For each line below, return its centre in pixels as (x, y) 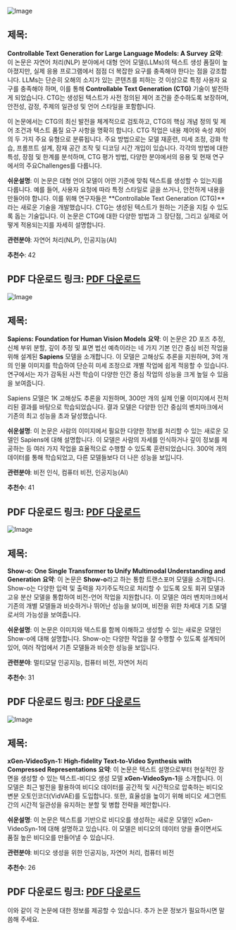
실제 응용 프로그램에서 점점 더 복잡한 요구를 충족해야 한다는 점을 (121, 71)
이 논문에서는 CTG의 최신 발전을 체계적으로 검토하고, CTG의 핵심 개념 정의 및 (113, 121)
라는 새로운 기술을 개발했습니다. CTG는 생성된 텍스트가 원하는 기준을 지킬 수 (111, 207)
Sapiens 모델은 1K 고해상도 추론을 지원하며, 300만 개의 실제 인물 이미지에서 (112, 398)
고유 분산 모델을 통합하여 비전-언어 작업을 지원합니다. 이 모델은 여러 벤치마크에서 (118, 597)
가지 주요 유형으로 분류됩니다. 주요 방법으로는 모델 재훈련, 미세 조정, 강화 (122, 139)
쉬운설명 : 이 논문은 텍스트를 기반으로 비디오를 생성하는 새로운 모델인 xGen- (110, 820)
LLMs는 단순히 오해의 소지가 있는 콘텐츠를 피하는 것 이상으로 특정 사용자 (121, 80)
